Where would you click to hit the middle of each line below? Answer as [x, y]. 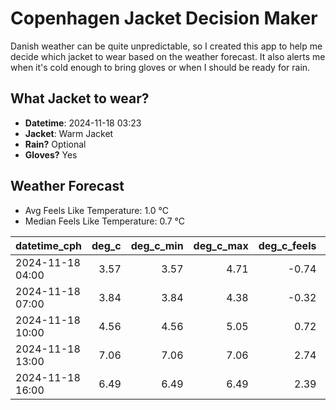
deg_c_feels [287, 245]
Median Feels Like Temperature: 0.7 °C [105, 221]
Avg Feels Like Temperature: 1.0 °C [97, 210]
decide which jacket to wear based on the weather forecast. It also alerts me [168, 56]
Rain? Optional [55, 144]
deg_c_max [221, 245]
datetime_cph [49, 245]
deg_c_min [157, 245]
